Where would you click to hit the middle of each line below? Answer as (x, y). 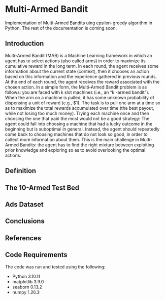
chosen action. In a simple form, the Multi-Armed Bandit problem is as (76, 87)
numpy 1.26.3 (26, 292)
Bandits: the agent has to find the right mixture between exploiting (87, 145)
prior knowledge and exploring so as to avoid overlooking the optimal (75, 150)
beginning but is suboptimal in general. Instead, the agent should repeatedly (82, 129)
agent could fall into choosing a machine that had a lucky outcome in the (79, 124)
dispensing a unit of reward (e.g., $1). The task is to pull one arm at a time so (83, 103)
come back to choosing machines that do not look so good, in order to (76, 134)
